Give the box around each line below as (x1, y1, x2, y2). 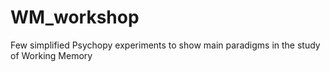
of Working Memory (10, 49, 93, 61)
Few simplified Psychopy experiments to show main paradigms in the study (10, 39, 321, 51)
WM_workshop (10, 6, 140, 29)
